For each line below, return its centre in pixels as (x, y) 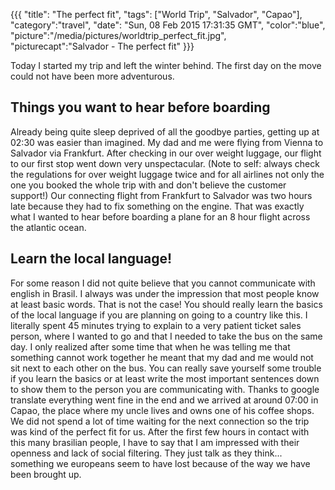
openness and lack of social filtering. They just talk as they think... (146, 453)
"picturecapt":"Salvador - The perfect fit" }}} (102, 46)
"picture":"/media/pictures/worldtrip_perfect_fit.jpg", (118, 35)
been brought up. (46, 474)
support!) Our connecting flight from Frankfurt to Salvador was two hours (161, 195)
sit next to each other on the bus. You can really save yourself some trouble (166, 368)
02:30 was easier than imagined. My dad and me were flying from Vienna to (167, 142)
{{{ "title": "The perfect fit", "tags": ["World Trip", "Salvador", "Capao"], (156, 14)
